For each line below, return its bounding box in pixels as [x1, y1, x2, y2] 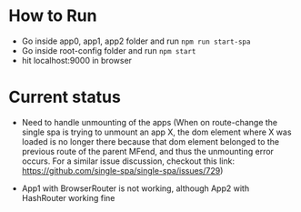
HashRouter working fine [21, 192, 115, 203]
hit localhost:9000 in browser [21, 55, 133, 66]
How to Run [8, 5, 97, 26]
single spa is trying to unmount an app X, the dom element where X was [21, 126, 292, 137]
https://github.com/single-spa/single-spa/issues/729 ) [21, 165, 224, 176]
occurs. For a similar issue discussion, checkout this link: [21, 156, 236, 167]
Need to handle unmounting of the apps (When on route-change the [21, 116, 278, 127]
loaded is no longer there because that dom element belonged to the [21, 136, 279, 146]
